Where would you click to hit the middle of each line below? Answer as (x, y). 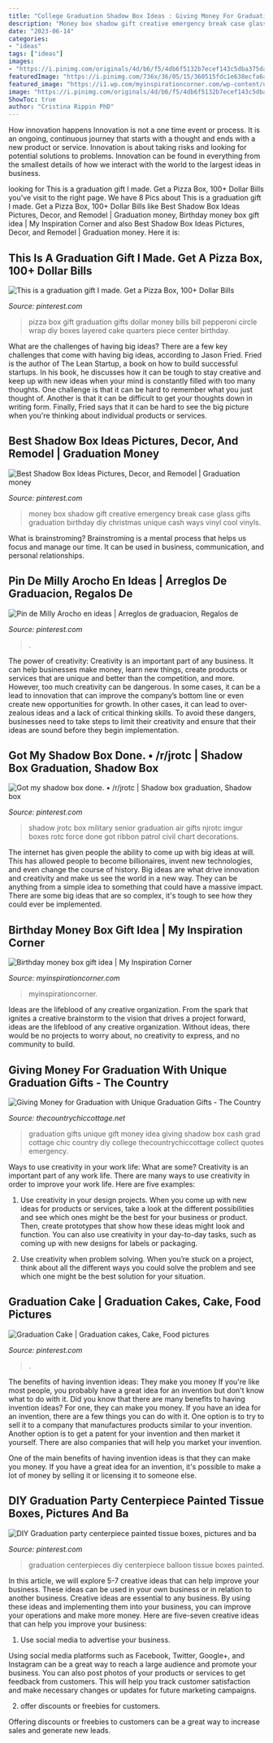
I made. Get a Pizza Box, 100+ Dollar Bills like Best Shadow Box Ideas (124, 206)
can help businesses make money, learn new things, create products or (128, 670)
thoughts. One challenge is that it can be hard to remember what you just (131, 389)
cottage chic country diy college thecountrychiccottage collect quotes (146, 1142)
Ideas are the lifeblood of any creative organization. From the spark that (128, 1010)
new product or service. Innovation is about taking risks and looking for (128, 147)
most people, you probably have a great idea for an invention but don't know (136, 1390)
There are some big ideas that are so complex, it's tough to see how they (131, 896)
